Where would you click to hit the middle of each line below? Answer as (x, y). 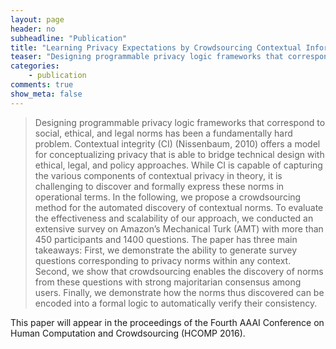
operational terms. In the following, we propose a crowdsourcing (168, 197)
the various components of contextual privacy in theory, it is (158, 175)
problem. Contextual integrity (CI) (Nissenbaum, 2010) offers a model (177, 143)
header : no (33, 29)
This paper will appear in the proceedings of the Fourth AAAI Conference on (167, 322)
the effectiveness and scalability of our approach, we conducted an (174, 218)
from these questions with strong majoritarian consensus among (168, 282)
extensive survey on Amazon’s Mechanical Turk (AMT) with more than (179, 228)
